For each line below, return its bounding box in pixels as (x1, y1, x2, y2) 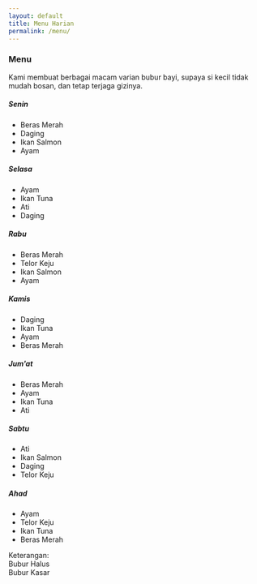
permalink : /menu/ (8, 27, 71, 35)
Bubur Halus (8, 559, 50, 569)
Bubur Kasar (8, 568, 50, 578)
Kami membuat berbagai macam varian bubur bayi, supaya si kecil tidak (8, 72, 249, 82)
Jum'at (8, 359, 33, 369)
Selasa (8, 164, 32, 174)
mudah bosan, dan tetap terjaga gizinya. (8, 80, 143, 90)
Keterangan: (8, 551, 49, 560)
